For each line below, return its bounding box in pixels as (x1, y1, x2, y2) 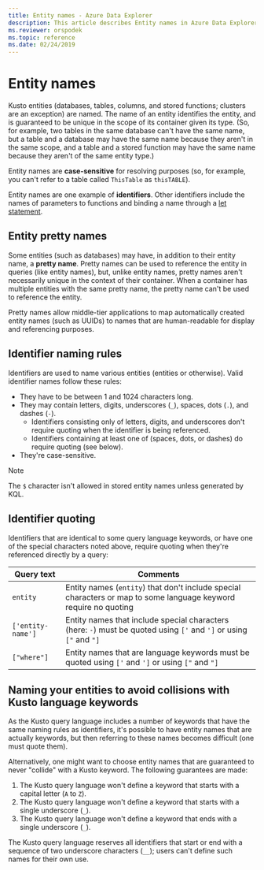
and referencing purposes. (8, 324, 94, 333)
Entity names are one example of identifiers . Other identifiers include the (8, 190, 245, 199)
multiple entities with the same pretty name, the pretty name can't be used (8, 284, 250, 293)
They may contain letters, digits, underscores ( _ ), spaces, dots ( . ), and (19, 400, 249, 410)
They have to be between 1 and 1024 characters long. (19, 392, 194, 401)
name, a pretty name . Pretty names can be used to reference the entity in (8, 258, 247, 268)
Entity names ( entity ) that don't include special (65, 582, 241, 593)
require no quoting (65, 601, 134, 612)
